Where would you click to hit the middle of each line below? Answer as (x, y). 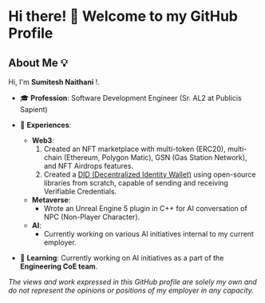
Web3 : (43, 140)
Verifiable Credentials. (80, 191)
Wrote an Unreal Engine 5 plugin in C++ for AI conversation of (145, 208)
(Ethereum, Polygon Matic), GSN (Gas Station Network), (155, 157)
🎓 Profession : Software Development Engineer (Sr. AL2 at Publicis (131, 98)
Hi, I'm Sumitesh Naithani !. (54, 82)
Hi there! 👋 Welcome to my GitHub (123, 16)
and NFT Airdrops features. (89, 166)
